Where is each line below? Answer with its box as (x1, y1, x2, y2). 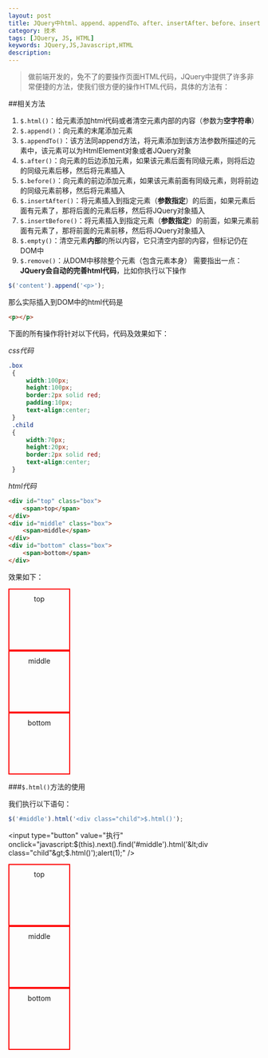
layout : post (8, 11, 52, 20)
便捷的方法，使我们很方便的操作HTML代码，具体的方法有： (34, 82, 230, 91)
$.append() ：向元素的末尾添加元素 (19, 126, 133, 135)
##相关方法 (8, 99, 45, 108)
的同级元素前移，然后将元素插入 (19, 186, 125, 195)
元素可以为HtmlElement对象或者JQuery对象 (47, 146, 191, 155)
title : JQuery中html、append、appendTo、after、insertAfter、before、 (8, 19, 239, 27)
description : (8, 49, 52, 57)
